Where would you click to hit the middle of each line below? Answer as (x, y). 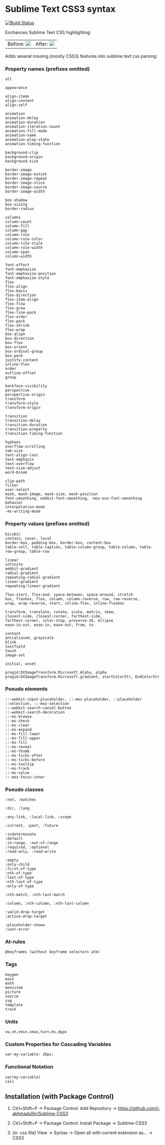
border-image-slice (25, 183)
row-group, (16, 551)
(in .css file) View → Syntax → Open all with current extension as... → (82, 1133)
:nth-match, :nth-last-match (35, 895)
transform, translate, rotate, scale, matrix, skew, (60, 612)
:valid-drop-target (25, 912)
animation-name (21, 135)
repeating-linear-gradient (33, 586)
